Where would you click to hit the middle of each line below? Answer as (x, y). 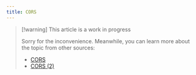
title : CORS (21, 12)
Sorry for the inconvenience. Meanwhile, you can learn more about (106, 41)
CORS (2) (42, 66)
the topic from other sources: (58, 48)
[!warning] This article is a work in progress (76, 29)
